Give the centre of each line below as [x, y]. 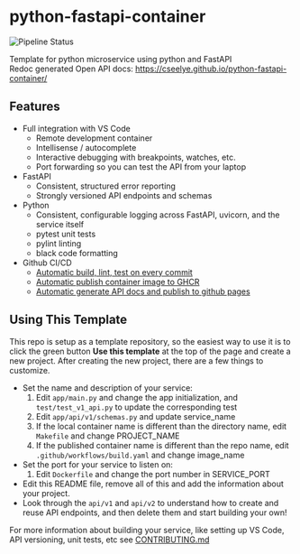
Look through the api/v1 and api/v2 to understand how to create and [150, 503]
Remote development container [94, 138]
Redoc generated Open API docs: [71, 69]
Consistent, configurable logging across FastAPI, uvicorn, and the [158, 215]
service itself [59, 224]
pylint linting [59, 243]
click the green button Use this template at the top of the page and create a [150, 351]
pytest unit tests [66, 234]
